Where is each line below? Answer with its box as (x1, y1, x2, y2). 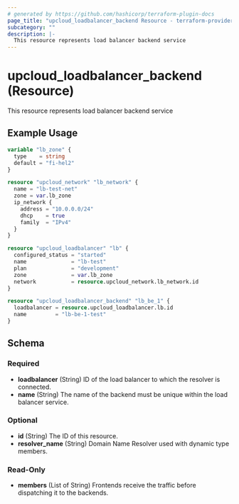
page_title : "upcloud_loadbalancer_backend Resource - (7, 17, 174, 24)
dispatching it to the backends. (17, 488, 109, 497)
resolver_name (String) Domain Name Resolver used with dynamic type (17, 439, 230, 448)
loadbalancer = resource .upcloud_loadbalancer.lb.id (14, 304, 174, 311)
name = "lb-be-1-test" (14, 311, 107, 318)
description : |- (7, 30, 55, 38)
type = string (14, 153, 65, 160)
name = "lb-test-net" (14, 186, 78, 193)
